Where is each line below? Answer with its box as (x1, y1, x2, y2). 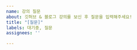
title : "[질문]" (6, 19, 43, 25)
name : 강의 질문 (6, 8, 41, 15)
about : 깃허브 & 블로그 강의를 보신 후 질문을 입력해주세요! (6, 14, 133, 20)
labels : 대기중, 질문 (6, 24, 53, 31)
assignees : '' (6, 30, 41, 36)
